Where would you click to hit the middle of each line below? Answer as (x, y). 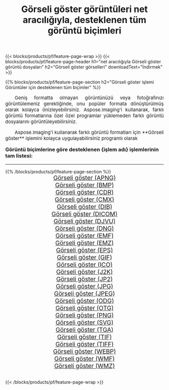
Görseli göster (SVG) (84, 323)
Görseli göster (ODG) (84, 301)
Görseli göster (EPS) (84, 250)
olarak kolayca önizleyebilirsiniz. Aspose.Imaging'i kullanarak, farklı (84, 110)
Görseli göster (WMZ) (84, 366)
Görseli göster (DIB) (84, 207)
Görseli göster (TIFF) (84, 344)
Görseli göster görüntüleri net (84, 9)
